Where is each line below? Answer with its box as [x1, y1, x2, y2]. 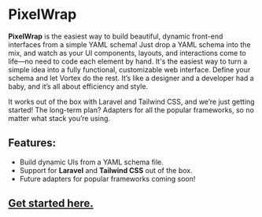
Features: [8, 136, 57, 150]
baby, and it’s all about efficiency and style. [8, 81, 148, 91]
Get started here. [8, 197, 94, 210]
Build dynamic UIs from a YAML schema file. [19, 157, 164, 167]
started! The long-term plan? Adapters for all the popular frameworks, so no [8, 105, 254, 115]
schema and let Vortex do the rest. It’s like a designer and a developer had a [8, 73, 254, 83]
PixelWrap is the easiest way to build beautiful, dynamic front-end [8, 31, 223, 41]
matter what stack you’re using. [8, 113, 111, 123]
